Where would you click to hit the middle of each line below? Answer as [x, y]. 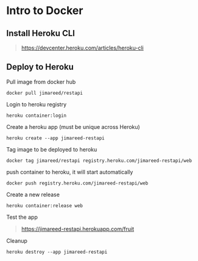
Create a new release [33, 194]
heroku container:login [37, 116]
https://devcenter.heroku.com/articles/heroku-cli [83, 48]
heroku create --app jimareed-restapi [55, 138]
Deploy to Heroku [40, 67]
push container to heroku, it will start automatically [70, 172]
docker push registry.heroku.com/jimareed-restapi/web [77, 183]
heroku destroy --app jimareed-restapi [57, 252]
